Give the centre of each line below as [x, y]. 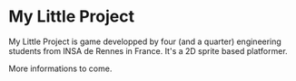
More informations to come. [60, 68]
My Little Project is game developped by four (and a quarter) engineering [145, 41]
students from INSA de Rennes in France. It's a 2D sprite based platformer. [148, 50]
